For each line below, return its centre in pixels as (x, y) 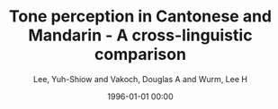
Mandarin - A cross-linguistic (140, 35)
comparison (140, 54)
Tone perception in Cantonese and (140, 17)
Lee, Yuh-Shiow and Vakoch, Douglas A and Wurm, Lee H (140, 79)
